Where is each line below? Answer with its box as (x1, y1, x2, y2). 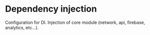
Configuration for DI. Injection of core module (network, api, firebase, (5, 19, 146, 25)
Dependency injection (5, 3, 97, 15)
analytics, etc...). (5, 24, 39, 30)
